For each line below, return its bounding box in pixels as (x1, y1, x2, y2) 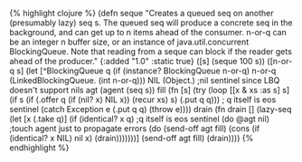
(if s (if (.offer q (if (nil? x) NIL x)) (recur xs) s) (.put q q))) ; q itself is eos (9, 94, 277, 105)
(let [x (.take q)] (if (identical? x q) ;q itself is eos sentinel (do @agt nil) (9, 113, 269, 124)
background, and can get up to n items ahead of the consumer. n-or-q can (9, 27, 287, 37)
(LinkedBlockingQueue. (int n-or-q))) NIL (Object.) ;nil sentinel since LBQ (9, 75, 280, 85)
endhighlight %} (9, 142, 70, 153)
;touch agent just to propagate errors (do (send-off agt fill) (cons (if (9, 123, 260, 134)
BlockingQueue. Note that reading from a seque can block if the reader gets (9, 46, 292, 57)
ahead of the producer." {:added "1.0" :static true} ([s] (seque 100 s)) (9, 56, 265, 66)
